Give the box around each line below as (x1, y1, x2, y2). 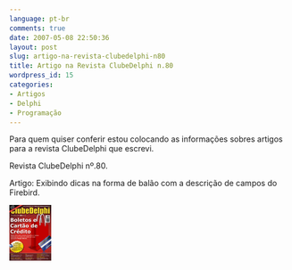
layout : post (9, 43, 58, 52)
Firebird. (9, 187, 40, 198)
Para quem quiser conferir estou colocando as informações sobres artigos (9, 134, 283, 144)
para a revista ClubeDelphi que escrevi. (9, 143, 154, 154)
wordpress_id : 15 (9, 71, 74, 80)
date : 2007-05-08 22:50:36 (9, 33, 110, 42)
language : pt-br (9, 14, 70, 23)
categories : (9, 80, 54, 89)
